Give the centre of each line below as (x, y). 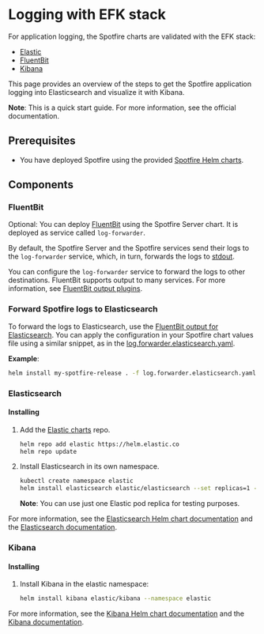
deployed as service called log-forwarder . (77, 233)
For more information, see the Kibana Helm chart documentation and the (126, 613)
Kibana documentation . (46, 622)
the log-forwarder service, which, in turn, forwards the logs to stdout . (121, 257)
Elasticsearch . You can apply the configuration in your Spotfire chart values (131, 334)
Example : (24, 358)
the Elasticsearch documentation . (62, 527)
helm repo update (48, 451)
